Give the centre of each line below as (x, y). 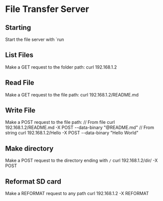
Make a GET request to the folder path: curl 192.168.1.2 (61, 67)
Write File (20, 110)
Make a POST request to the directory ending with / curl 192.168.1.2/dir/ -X (81, 161)
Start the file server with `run (35, 39)
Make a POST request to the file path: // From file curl (60, 122)
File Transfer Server (47, 9)
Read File (20, 83)
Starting (18, 28)
